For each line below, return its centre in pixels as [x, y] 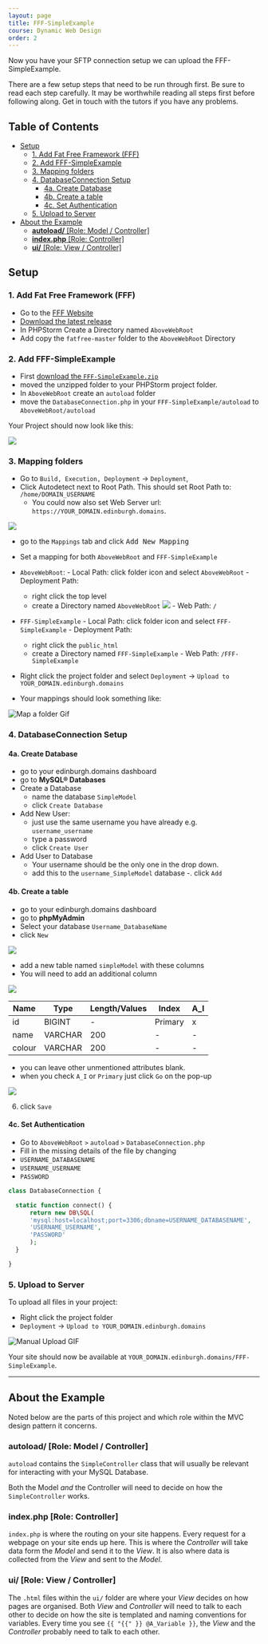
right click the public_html [75, 645]
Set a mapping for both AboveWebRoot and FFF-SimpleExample [118, 557]
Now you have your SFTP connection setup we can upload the [111, 61]
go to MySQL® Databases [63, 780]
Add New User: [45, 814]
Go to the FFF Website [57, 313]
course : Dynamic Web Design [55, 30]
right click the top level [69, 596]
